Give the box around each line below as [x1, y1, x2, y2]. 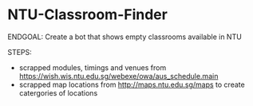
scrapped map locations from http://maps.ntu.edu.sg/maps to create [18, 80, 245, 89]
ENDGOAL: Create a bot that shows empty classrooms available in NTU [7, 32, 243, 41]
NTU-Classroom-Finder [7, 6, 168, 24]
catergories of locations [18, 88, 98, 97]
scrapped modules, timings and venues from [18, 62, 167, 73]
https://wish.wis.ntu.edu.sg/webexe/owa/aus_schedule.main [18, 71, 219, 80]
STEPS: [7, 47, 33, 57]
